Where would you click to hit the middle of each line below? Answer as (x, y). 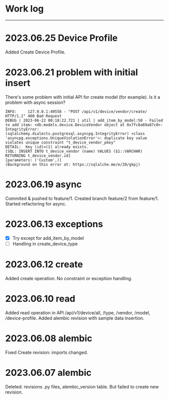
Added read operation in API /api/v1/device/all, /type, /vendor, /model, (78, 312)
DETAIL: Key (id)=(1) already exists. (47, 147)
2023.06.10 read (40, 298)
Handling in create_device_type (45, 244)
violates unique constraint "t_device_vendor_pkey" (60, 142)
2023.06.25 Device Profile (62, 38)
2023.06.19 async (44, 184)
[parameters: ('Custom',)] (33, 160)
